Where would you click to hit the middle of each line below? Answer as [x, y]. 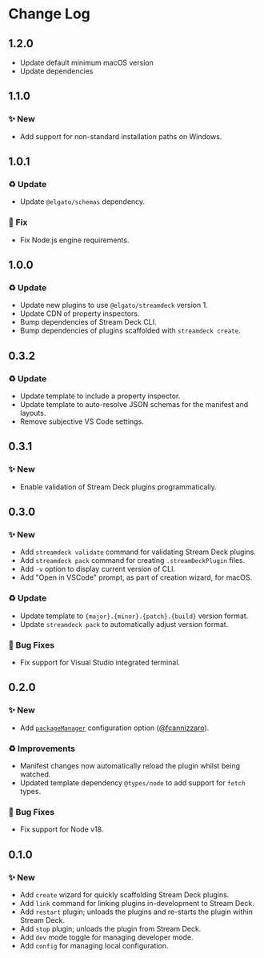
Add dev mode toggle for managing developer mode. [106, 937]
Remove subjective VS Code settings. [82, 421]
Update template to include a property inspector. [100, 396]
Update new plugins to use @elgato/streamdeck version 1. [114, 305]
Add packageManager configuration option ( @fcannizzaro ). [114, 728]
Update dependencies [56, 71]
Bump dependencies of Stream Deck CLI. [88, 322]
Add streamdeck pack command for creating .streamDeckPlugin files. [132, 561]
